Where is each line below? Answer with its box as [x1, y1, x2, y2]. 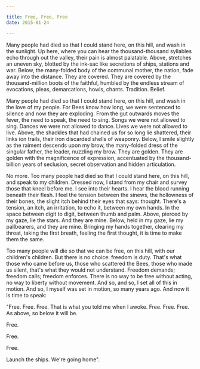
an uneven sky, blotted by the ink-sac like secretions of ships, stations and [6, 60, 190, 67]
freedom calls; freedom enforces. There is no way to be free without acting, [6, 272, 193, 279]
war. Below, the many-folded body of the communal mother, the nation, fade [6, 66, 194, 73]
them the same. [6, 235, 45, 242]
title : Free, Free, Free [6, 14, 68, 20]
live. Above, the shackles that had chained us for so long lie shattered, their [6, 129, 192, 136]
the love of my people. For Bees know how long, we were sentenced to [6, 103, 181, 110]
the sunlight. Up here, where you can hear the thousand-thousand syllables [6, 47, 192, 54]
